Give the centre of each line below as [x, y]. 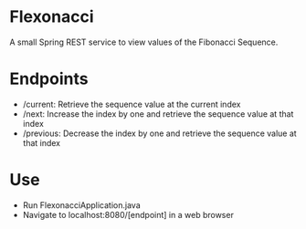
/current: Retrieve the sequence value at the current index [132, 104]
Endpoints [49, 79]
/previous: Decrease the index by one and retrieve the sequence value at [159, 133]
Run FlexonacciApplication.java [81, 205]
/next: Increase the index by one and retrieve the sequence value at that [158, 114]
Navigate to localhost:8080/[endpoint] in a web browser [128, 214]
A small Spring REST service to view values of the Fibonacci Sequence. [144, 42]
